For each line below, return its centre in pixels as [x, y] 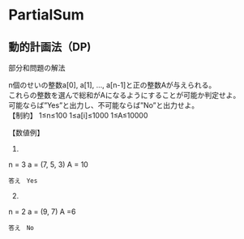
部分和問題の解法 [37, 68]
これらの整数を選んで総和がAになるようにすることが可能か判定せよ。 [124, 95]
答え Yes [23, 181]
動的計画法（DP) [50, 47]
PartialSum [46, 15]
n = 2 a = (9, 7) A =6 [42, 211]
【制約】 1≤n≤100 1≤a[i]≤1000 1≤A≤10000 [78, 115]
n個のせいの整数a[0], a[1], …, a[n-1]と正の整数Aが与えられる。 [112, 85]
